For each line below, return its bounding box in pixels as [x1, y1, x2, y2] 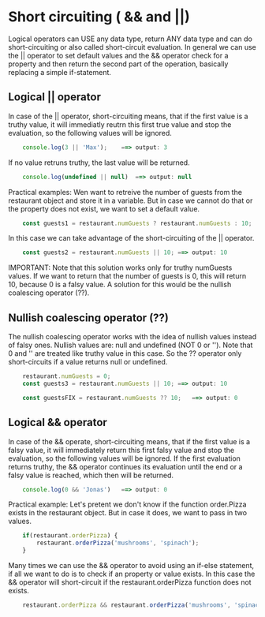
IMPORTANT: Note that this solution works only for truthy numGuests [8, 263, 233, 272]
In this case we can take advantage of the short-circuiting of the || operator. [8, 234, 255, 243]
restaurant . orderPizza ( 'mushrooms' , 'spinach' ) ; [36, 539, 200, 548]
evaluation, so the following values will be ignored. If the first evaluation [8, 454, 241, 463]
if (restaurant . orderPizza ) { [22, 532, 118, 540]
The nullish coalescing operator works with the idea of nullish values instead [8, 332, 257, 342]
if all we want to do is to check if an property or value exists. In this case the [8, 569, 256, 578]
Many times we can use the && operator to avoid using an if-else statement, [8, 561, 255, 570]
